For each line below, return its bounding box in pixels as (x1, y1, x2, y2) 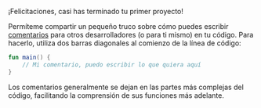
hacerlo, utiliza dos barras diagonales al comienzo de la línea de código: (8, 38, 241, 48)
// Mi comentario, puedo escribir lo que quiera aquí (22, 60, 201, 69)
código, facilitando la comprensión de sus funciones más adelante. (8, 90, 225, 100)
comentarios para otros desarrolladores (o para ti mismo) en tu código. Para (8, 31, 254, 39)
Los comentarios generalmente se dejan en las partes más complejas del (8, 82, 245, 92)
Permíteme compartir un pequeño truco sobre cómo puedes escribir (8, 22, 229, 31)
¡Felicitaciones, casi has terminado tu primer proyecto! (8, 7, 184, 16)
